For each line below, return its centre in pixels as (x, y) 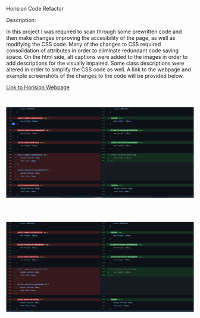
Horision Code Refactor (35, 9)
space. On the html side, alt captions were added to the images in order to (97, 57)
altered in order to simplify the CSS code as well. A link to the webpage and (99, 70)
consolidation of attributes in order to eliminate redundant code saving (93, 51)
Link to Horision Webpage (38, 87)
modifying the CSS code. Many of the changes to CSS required (84, 44)
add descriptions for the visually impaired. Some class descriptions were (95, 63)
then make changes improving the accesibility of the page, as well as (91, 38)
